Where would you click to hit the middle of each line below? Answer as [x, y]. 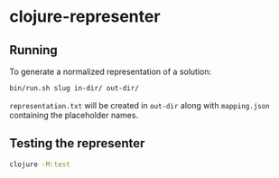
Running [34, 50]
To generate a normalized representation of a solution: [111, 71]
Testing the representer [77, 143]
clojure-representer [85, 17]
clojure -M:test [40, 164]
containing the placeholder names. [74, 115]
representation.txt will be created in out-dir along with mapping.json [140, 105]
